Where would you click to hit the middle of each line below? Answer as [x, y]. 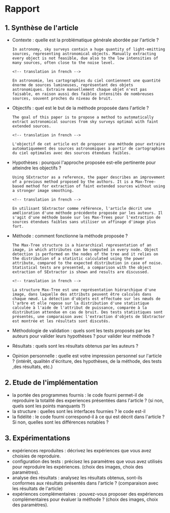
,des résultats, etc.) [32, 367]
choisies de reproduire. [36, 456]
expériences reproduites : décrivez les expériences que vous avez [82, 450]
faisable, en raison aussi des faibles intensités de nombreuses [83, 94]
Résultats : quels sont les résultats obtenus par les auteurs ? [75, 346]
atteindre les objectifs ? [37, 168]
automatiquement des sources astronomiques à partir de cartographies [89, 149]
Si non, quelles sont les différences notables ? [60, 422]
